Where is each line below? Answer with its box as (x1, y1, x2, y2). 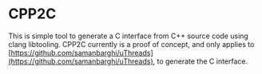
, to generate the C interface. (153, 56, 248, 66)
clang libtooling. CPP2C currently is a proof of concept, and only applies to (8, 39, 255, 49)
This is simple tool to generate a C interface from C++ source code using (8, 31, 249, 41)
